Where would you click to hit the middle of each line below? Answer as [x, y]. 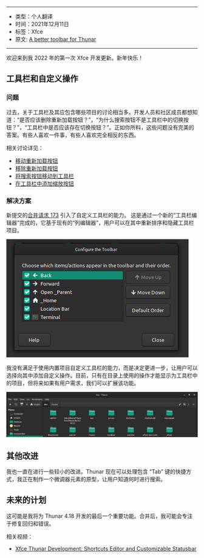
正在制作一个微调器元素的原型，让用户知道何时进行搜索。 [94, 479]
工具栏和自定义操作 [42, 79]
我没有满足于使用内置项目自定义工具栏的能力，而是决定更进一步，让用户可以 [102, 368]
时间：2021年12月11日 [42, 24]
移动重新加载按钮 [36, 160]
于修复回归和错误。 [30, 523]
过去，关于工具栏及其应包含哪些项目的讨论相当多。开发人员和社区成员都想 [99, 112]
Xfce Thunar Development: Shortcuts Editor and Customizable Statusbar [106, 548]
